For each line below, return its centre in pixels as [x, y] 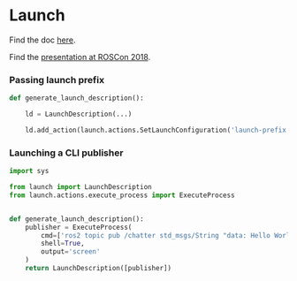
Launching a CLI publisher [66, 153]
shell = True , [63, 244]
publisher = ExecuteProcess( [79, 227]
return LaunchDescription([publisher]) [99, 269]
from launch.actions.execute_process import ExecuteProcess [122, 195]
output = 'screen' [71, 252]
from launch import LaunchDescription [80, 187]
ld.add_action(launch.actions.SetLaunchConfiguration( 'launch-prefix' [158, 130]
